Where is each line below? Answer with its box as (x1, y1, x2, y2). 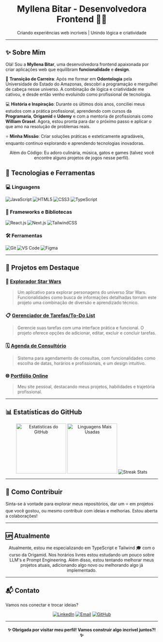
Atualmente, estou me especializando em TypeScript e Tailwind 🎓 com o (8, 545, 155, 551)
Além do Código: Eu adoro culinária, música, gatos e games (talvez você (9, 150, 154, 155)
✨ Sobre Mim (5, 49, 46, 57)
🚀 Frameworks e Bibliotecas (5, 209, 72, 216)
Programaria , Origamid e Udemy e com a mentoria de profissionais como (5, 113, 153, 119)
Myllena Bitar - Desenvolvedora (16, 3, 147, 15)
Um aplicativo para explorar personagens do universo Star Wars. (17, 289, 147, 295)
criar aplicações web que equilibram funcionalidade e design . (5, 67, 130, 72)
